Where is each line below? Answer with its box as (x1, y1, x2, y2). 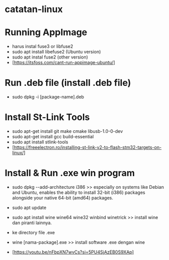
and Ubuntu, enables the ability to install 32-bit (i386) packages (12, 189, 145, 195)
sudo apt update (12, 204, 47, 211)
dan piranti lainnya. (12, 220, 52, 226)
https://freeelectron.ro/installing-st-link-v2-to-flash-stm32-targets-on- (14, 144, 162, 150)
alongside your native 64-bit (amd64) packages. (12, 194, 113, 200)
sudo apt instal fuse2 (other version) (12, 54, 88, 60)
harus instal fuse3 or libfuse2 (12, 43, 73, 49)
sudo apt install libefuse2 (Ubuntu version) (12, 49, 101, 55)
